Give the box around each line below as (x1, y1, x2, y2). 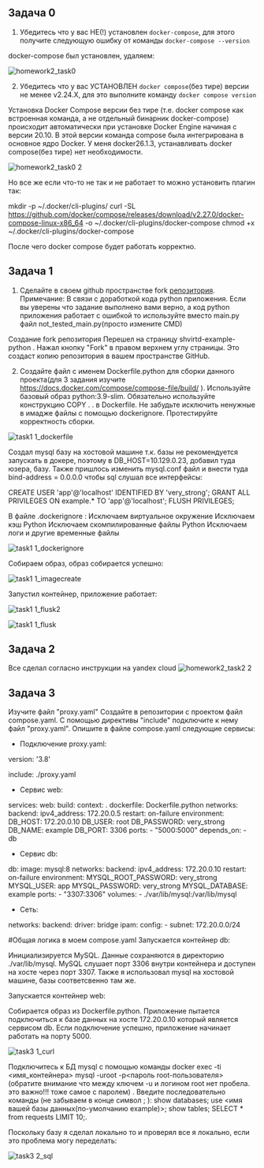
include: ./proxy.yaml (8, 770, 76, 779)
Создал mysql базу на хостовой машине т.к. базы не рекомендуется (8, 447, 239, 457)
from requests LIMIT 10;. (8, 1112, 88, 1122)
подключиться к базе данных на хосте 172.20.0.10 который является (8, 1015, 239, 1024)
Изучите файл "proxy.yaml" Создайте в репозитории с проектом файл (8, 707, 243, 717)
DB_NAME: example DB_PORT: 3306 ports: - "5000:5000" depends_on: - (8, 826, 247, 835)
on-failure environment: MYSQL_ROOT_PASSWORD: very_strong (8, 873, 218, 883)
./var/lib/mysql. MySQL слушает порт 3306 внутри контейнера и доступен (8, 959, 256, 968)
